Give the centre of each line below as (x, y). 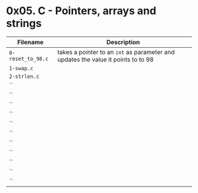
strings (24, 23)
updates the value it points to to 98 (106, 59)
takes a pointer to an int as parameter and (116, 52)
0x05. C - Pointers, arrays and (81, 11)
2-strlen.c (24, 76)
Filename (31, 42)
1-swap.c (21, 68)
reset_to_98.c (29, 58)
